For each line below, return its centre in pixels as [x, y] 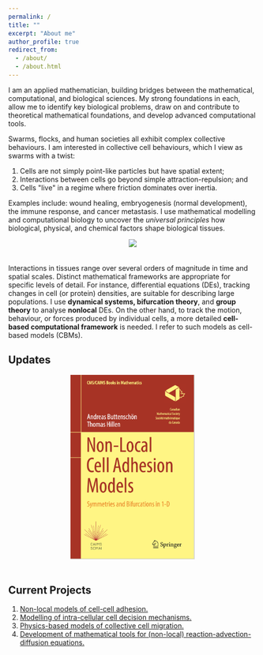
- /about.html [38, 67]
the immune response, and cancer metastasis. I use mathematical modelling [132, 211]
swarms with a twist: [41, 155]
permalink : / [30, 17]
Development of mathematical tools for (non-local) [102, 634]
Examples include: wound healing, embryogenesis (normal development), [128, 203]
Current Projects [50, 590]
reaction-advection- [218, 634]
